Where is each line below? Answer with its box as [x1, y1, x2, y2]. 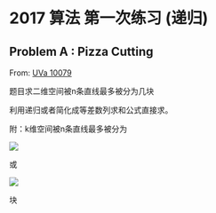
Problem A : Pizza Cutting [9, 43, 154, 59]
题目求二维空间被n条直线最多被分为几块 [9, 86, 155, 96]
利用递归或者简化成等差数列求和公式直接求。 [9, 105, 173, 115]
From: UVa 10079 [9, 67, 73, 78]
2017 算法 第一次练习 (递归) [9, 8, 209, 28]
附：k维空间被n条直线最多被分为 [9, 123, 127, 134]
